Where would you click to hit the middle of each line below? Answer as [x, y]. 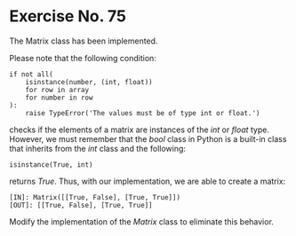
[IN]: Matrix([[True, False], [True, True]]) [95, 197]
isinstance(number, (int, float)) [89, 82]
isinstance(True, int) [51, 165]
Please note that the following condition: [83, 58]
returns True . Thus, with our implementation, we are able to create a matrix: [148, 181]
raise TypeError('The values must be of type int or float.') [143, 113]
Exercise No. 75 [68, 16]
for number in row [59, 98]
